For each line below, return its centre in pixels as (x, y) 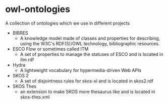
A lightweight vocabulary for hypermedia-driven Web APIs (81, 70)
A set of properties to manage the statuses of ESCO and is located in (92, 54)
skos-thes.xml (35, 97)
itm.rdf (27, 59)
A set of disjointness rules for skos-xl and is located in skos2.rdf (87, 81)
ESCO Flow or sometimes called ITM (50, 49)
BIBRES (20, 33)
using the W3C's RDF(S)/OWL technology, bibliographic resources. (90, 43)
